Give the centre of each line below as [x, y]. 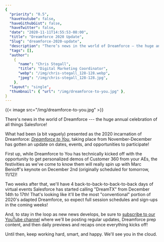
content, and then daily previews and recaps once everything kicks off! [76, 225]
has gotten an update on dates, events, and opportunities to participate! [77, 144]
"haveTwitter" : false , [32, 28]
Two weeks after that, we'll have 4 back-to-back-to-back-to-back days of [79, 184]
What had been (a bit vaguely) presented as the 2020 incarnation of [73, 134]
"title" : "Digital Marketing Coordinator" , [63, 69]
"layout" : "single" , [30, 87]
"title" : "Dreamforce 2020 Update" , [47, 37]
